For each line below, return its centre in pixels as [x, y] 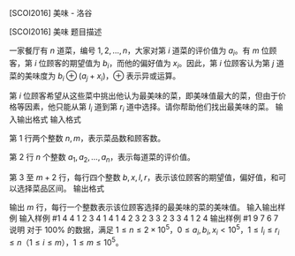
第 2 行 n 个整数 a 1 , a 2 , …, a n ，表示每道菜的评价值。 [102, 158]
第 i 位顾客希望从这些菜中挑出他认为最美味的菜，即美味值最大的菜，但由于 [144, 96]
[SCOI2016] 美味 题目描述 [56, 32]
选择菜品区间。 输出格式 [60, 188]
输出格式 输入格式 [49, 120]
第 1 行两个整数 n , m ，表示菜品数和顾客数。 [87, 139]
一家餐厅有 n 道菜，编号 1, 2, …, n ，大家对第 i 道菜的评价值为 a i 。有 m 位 [139, 51]
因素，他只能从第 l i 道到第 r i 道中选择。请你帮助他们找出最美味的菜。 [149, 108]
